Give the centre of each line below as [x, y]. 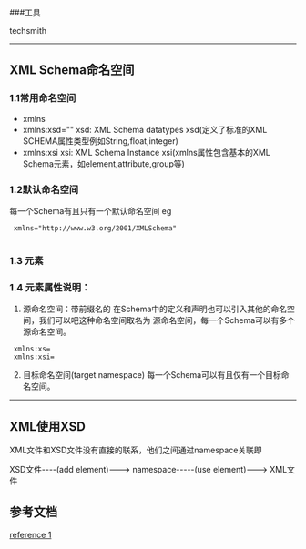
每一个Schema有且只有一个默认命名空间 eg [91, 210]
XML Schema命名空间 [72, 70]
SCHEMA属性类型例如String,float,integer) [101, 141]
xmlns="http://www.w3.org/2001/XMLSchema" [95, 228]
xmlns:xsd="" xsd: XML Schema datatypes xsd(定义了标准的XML [145, 129]
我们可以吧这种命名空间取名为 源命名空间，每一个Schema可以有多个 [167, 320]
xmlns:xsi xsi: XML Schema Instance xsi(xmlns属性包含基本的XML [146, 152]
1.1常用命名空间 [43, 98]
